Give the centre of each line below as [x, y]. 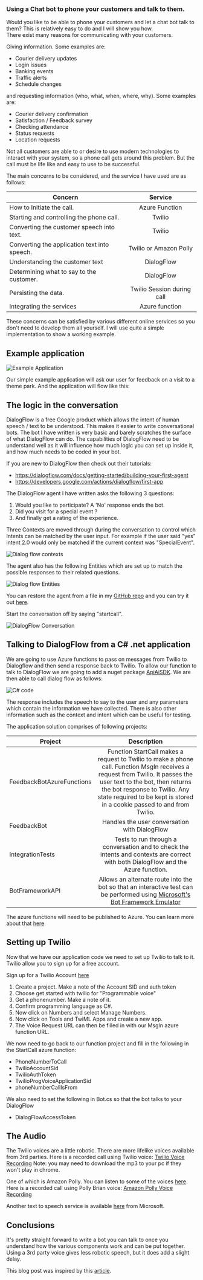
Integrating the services [43, 307]
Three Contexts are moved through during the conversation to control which [101, 529]
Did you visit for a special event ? [56, 511]
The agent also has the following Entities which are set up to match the [94, 566]
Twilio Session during [161, 289]
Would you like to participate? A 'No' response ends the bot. [90, 505]
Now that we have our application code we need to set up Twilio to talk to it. [101, 957]
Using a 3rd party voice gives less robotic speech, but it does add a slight [98, 1253]
